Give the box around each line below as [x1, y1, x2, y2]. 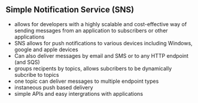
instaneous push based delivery [14, 83, 93, 91]
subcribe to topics [14, 71, 59, 78]
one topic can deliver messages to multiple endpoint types [14, 77, 159, 85]
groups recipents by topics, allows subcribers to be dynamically [14, 65, 172, 72]
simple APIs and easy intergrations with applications [14, 90, 144, 97]
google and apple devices [14, 46, 78, 53]
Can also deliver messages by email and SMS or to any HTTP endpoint [14, 52, 189, 59]
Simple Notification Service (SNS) [5, 5, 135, 15]
